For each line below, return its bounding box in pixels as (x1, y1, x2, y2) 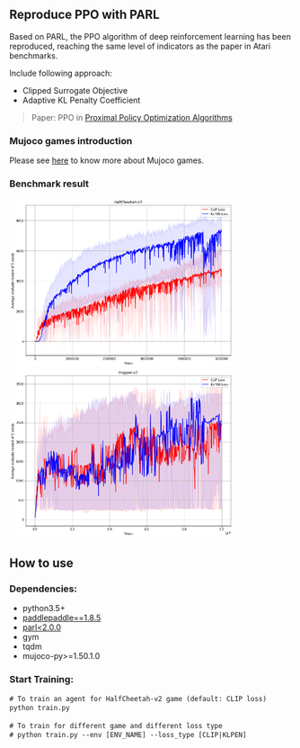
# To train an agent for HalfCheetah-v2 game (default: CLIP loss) (9, 695, 268, 704)
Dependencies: (9, 582, 78, 595)
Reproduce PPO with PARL (9, 7, 160, 23)
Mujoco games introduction (9, 134, 133, 147)
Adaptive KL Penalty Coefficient (22, 95, 141, 105)
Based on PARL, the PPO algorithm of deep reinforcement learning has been (9, 31, 292, 41)
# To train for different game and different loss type (9, 722, 223, 731)
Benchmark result (9, 177, 90, 190)
